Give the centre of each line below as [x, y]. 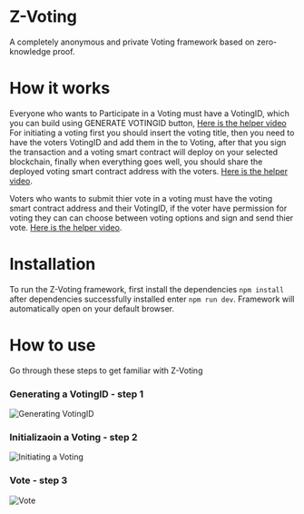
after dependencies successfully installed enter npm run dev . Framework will [152, 299]
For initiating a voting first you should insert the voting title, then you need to [152, 133]
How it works [60, 89]
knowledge [30, 51]
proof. [64, 51]
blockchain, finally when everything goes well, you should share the [136, 162]
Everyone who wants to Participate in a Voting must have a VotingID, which [150, 113]
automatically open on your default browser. [92, 308]
